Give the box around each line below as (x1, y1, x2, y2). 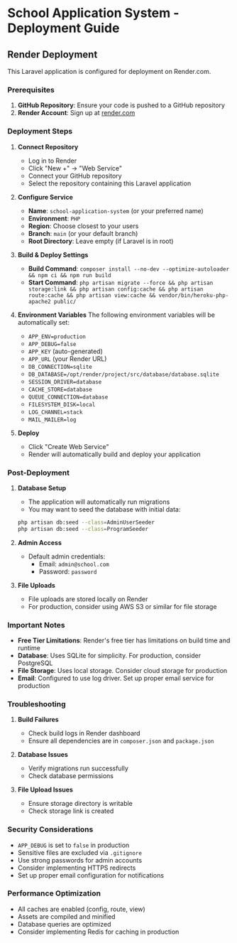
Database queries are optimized (17, 920, 111, 928)
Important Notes (7, 620, 65, 630)
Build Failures (17, 716, 59, 724)
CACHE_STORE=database (28, 386, 92, 393)
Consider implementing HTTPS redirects (17, 863, 136, 872)
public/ (53, 298, 77, 305)
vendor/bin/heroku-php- (158, 291, 229, 299)
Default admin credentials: (28, 552, 106, 561)
